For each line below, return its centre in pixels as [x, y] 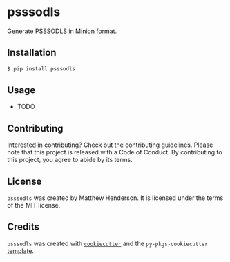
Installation [32, 53]
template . [21, 251]
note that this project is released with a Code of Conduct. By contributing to [115, 152]
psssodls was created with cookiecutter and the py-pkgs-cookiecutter [108, 243]
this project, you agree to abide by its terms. [70, 160]
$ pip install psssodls [41, 69]
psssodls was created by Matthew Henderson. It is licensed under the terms [115, 198]
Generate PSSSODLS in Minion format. [62, 31]
